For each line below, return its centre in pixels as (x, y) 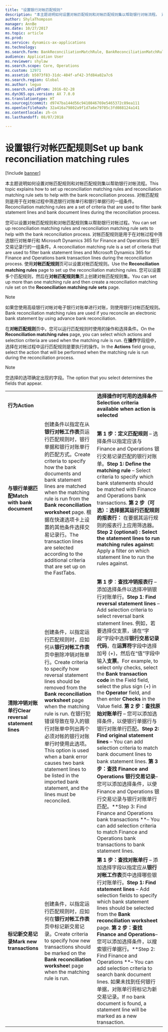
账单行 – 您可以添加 (129, 714)
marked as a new (117, 1016)
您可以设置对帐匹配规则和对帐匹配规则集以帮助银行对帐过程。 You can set (81, 222)
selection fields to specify (127, 895)
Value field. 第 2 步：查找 (126, 706)
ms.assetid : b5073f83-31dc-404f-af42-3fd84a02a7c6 (59, 75)
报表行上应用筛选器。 (132, 525)
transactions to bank (121, 844)
